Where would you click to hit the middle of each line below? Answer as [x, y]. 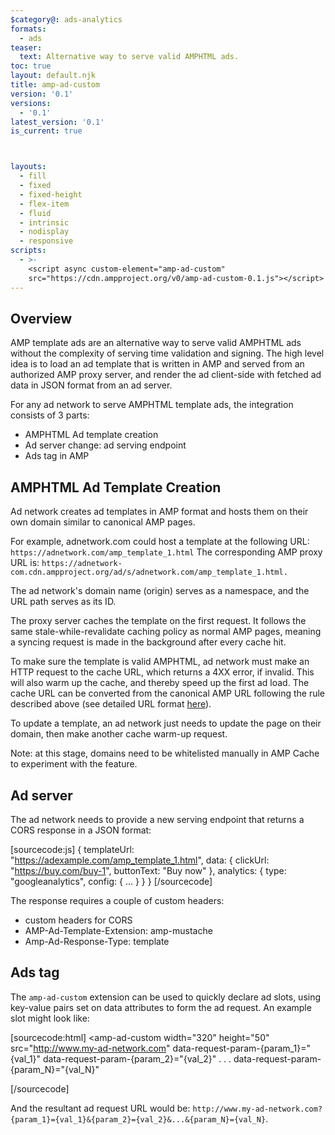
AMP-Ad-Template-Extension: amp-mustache [118, 930]
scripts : [28, 251]
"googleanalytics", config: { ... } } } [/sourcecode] [111, 881]
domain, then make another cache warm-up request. [119, 734]
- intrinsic [44, 222]
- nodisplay [44, 232]
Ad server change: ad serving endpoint [105, 445]
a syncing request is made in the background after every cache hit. [148, 642]
